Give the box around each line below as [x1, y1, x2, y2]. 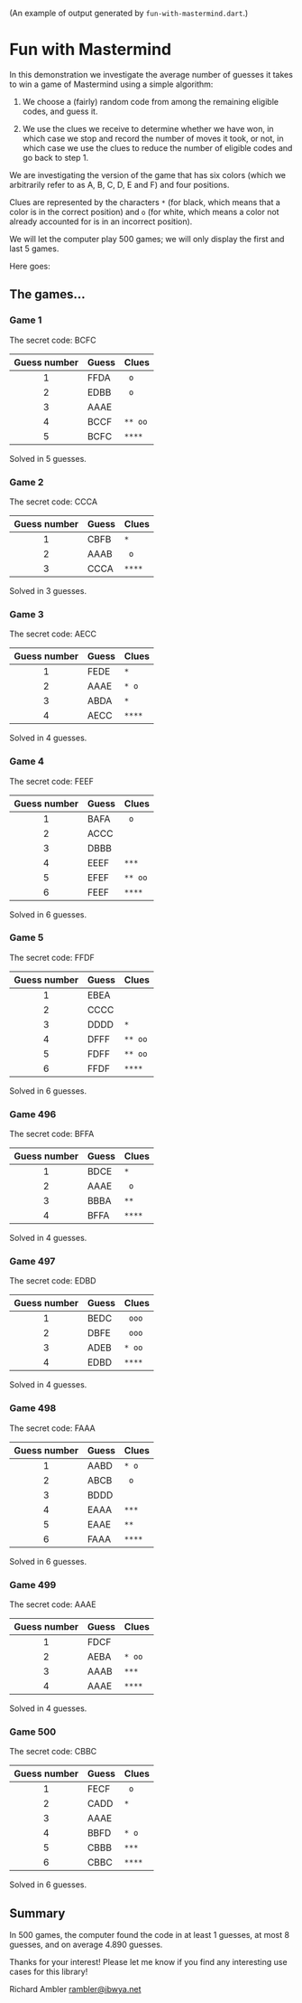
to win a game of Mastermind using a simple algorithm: [9, 79, 214, 89]
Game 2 [9, 475, 44, 488]
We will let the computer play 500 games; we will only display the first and [9, 233, 285, 244]
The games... [9, 287, 86, 302]
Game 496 [9, 1107, 57, 1120]
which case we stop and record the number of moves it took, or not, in [22, 133, 284, 144]
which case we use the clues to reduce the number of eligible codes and [22, 142, 293, 153]
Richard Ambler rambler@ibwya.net [9, 1984, 142, 1995]
